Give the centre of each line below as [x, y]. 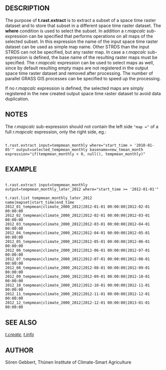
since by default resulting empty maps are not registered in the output [77, 68]
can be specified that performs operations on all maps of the [91, 36]
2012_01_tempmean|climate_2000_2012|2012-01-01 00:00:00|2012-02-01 [78, 207]
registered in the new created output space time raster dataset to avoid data [83, 93]
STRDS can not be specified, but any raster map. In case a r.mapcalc [76, 52]
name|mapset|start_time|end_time [40, 202]
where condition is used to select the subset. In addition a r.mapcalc [75, 31]
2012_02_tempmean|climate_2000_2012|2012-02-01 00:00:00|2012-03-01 [78, 216]
